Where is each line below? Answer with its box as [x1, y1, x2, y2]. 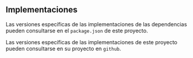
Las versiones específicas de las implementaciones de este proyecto [5, 38, 178, 45]
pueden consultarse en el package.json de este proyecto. [5, 27, 148, 34]
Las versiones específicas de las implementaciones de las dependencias [5, 20, 188, 28]
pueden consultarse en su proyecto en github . [5, 45, 122, 52]
